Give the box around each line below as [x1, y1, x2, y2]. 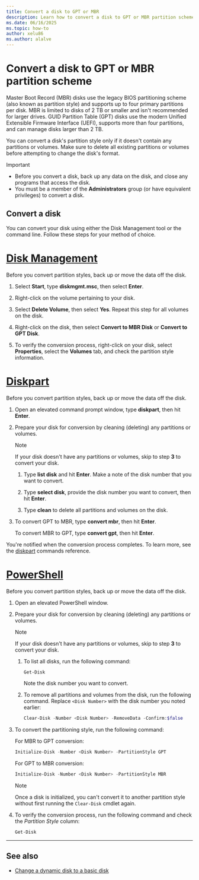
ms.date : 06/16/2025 [6, 20, 57, 26]
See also [6, 851, 38, 861]
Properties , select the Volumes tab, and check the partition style [14, 348, 174, 355]
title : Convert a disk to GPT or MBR [6, 8, 99, 15]
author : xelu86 [6, 31, 44, 37]
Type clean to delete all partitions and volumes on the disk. [23, 506, 168, 513]
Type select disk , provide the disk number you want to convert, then [23, 488, 191, 495]
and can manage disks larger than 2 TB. [6, 125, 104, 132]
